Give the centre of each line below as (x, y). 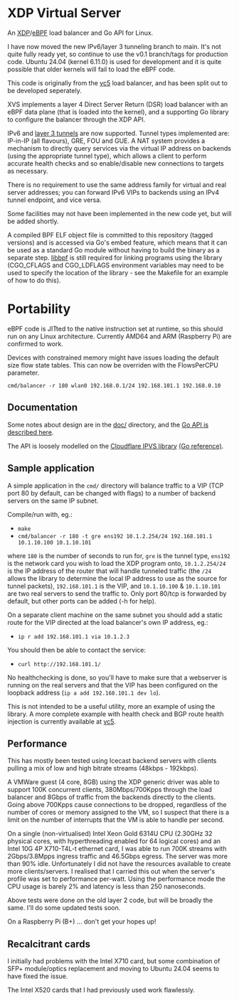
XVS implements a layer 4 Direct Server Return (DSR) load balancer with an (118, 104)
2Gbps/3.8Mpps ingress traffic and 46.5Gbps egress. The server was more (117, 856)
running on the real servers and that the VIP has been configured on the (113, 685)
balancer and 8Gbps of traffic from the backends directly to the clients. (111, 797)
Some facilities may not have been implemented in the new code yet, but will (119, 213)
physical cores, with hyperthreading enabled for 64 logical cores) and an (114, 841)
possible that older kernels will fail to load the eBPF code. (91, 69)
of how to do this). (34, 280)
